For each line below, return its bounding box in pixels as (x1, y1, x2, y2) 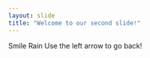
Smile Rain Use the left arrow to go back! (8, 41, 143, 50)
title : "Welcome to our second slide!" (8, 19, 141, 27)
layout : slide (8, 11, 56, 20)
